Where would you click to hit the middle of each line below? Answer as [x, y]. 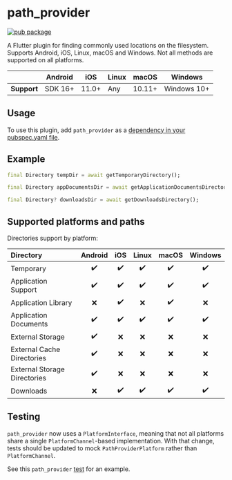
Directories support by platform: [53, 238]
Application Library [41, 302]
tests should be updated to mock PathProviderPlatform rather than [102, 448]
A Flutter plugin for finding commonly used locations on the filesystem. [108, 45]
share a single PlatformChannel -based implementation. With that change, [111, 441]
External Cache [36, 349]
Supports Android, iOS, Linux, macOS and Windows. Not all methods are [110, 53]
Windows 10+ [187, 89]
